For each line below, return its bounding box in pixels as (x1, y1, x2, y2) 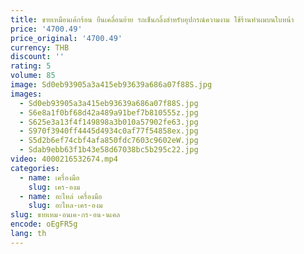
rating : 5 (10, 61, 52, 71)
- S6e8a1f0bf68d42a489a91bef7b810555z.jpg (19, 107, 199, 118)
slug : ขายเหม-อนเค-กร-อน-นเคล (10, 210, 121, 220)
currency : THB (10, 42, 70, 53)
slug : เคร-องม (28, 182, 81, 192)
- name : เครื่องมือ (19, 172, 80, 183)
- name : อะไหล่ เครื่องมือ (19, 191, 103, 201)
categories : (10, 163, 60, 173)
